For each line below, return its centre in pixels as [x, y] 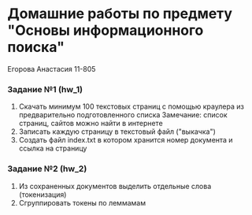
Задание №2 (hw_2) [47, 169]
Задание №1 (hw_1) [45, 89]
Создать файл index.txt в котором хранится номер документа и [126, 140]
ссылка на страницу [53, 148]
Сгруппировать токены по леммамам [82, 202]
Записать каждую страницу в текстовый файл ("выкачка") [117, 132]
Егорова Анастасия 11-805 [52, 69]
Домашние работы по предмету [120, 14]
